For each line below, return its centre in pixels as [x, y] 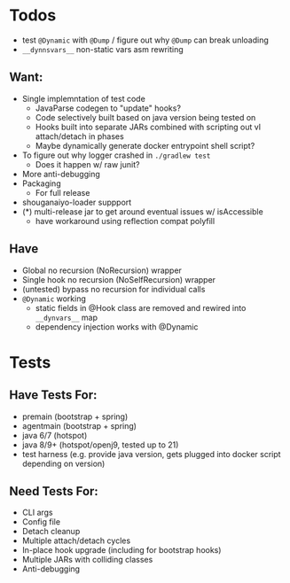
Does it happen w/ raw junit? [87, 164]
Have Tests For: [53, 395]
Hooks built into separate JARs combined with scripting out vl [148, 127]
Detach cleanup [51, 532]
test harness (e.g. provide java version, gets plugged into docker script [151, 454]
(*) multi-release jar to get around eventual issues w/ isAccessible [142, 211]
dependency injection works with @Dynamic [117, 326]
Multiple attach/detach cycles [76, 540]
